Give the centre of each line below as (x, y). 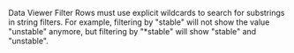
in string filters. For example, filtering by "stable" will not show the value (139, 22)
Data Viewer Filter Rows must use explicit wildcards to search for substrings (147, 13)
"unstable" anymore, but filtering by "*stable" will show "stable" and (132, 31)
